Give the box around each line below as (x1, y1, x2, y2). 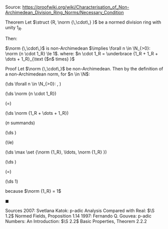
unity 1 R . (5, 25, 23, 32)
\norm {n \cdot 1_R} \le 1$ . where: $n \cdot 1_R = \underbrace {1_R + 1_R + (5, 50, 158, 56)
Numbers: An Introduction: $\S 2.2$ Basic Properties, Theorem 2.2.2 (5, 218, 147, 224)
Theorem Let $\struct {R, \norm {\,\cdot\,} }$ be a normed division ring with (5, 19, 161, 25)
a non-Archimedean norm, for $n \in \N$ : (5, 71, 90, 77)
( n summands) (5, 120, 35, 126)
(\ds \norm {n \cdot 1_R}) (5, 90, 57, 97)
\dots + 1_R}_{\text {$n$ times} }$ (5, 56, 75, 62)
